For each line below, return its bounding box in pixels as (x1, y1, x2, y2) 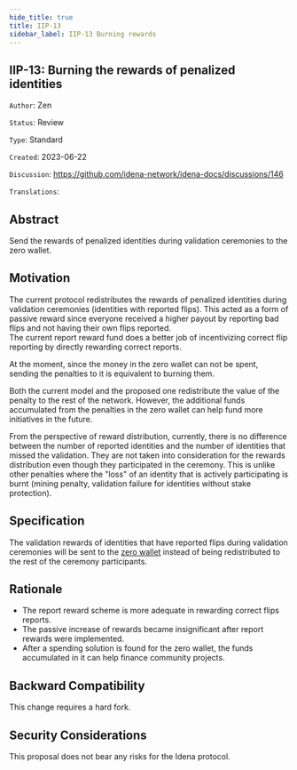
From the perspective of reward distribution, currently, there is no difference (9, 430, 287, 441)
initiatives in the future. (9, 413, 93, 424)
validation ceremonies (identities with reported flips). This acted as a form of (9, 303, 289, 314)
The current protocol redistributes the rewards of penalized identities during (9, 294, 287, 305)
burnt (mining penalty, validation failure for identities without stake (9, 477, 251, 489)
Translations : (9, 186, 59, 197)
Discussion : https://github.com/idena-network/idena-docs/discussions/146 (9, 169, 284, 180)
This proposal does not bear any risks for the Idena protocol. (9, 751, 231, 762)
